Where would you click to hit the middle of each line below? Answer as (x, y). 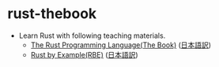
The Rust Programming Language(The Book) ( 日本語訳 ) (121, 45)
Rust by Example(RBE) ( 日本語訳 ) (85, 54)
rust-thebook (52, 14)
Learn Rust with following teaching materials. (92, 35)
